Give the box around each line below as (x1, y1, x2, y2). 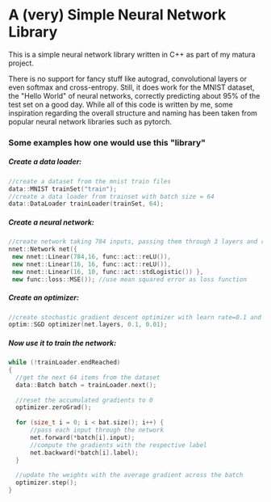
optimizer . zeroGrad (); (15, 403, 92, 411)
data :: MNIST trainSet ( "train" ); (8, 184, 117, 193)
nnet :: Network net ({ (8, 245, 78, 254)
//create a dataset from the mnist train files (8, 177, 172, 185)
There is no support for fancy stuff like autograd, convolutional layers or (8, 74, 248, 83)
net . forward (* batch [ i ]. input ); (29, 433, 135, 441)
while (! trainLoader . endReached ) (8, 358, 121, 367)
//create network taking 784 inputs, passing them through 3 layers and (8, 238, 258, 246)
